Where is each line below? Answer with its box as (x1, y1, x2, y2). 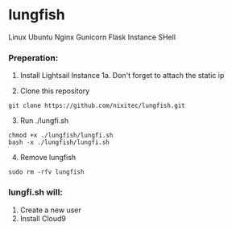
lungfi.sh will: (8, 187, 63, 198)
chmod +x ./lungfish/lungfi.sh (8, 131, 114, 140)
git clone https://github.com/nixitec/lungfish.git (8, 102, 185, 110)
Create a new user (19, 205, 82, 215)
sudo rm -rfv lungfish (8, 168, 85, 176)
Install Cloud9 (19, 213, 66, 223)
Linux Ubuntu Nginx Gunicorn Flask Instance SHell (8, 32, 176, 42)
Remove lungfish (19, 153, 77, 162)
